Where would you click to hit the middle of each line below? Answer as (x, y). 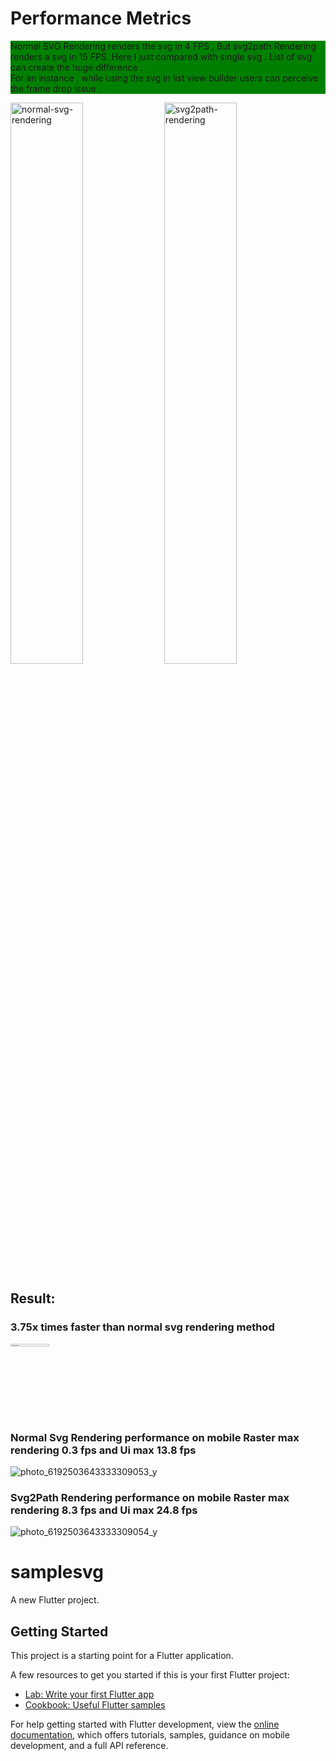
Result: (33, 1298)
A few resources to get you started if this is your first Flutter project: (150, 1674)
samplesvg (57, 1572)
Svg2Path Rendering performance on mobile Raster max (150, 1497)
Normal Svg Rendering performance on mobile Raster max (155, 1437)
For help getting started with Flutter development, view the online (145, 1724)
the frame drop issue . (56, 88)
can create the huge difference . (76, 67)
